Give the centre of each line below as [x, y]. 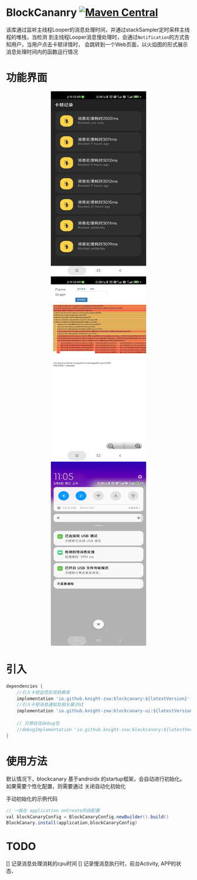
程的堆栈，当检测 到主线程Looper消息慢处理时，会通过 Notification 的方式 [95, 37]
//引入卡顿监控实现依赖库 [43, 692]
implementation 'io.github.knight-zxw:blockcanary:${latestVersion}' [103, 699]
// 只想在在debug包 [38, 724]
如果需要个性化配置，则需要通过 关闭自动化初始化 [66, 786]
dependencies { [25, 686]
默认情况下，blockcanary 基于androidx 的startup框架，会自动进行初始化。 [96, 779]
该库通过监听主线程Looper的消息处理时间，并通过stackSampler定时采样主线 [98, 29]
